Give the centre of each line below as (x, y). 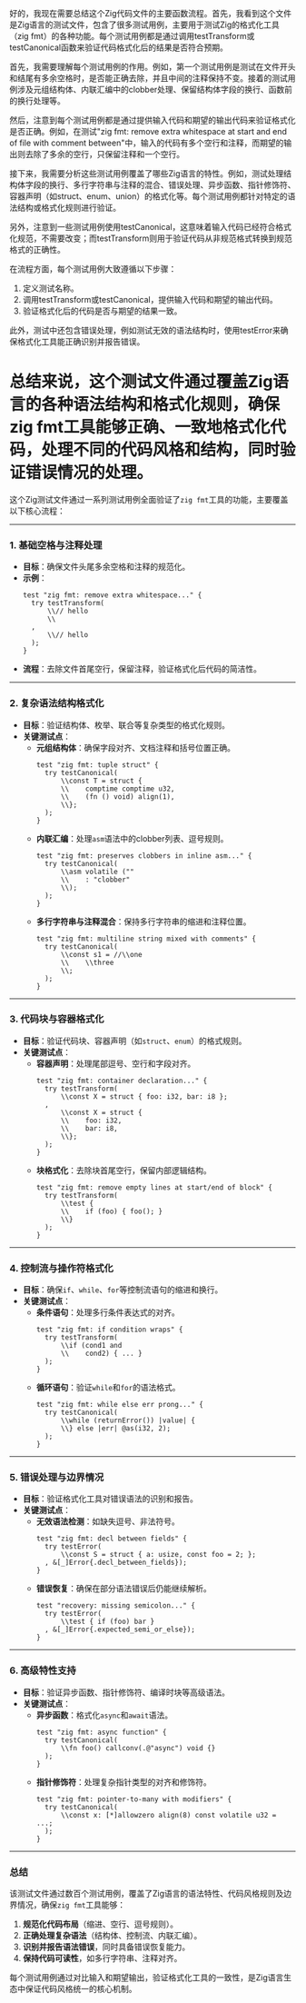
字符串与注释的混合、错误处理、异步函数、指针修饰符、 (192, 185)
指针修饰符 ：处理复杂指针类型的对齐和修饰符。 (123, 1782)
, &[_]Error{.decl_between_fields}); (116, 1563)
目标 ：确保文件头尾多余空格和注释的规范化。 (106, 567)
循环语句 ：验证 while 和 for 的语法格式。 (108, 1388)
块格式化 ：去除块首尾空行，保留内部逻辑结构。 (123, 1170)
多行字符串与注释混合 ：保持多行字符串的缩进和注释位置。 (143, 922)
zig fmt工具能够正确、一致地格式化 (140, 428)
